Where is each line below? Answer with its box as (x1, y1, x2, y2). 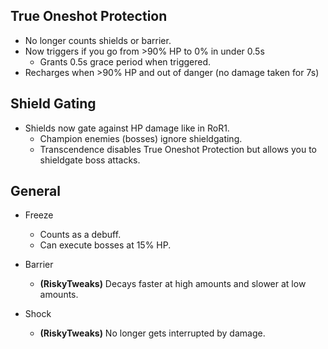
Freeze (24, 209, 54, 221)
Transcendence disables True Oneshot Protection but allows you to (39, 143, 317, 155)
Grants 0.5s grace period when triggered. (39, 55, 212, 68)
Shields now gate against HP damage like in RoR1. (24, 122, 230, 134)
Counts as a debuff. (39, 229, 122, 241)
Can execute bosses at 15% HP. (39, 239, 172, 251)
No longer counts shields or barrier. (24, 34, 172, 46)
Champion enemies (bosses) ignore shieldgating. (39, 132, 243, 144)
